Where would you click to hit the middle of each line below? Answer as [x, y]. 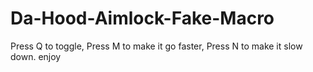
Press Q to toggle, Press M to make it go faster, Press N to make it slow [156, 46]
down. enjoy [36, 56]
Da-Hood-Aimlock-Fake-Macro [142, 18]
